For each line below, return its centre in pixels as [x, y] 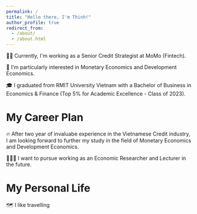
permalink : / [22, 11]
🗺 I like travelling [28, 205]
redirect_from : [25, 28]
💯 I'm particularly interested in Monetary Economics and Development [91, 67]
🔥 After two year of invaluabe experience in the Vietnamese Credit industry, [98, 134]
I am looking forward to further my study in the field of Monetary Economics [99, 140]
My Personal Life [48, 188]
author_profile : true [33, 22]
